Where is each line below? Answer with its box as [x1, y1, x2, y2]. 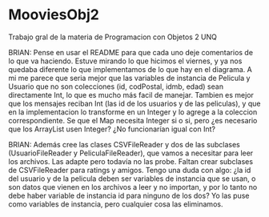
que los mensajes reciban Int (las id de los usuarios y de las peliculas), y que [8, 98, 261, 108]
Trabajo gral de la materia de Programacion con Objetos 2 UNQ [8, 32, 218, 42]
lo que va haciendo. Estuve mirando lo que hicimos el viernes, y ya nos [8, 56, 243, 66]
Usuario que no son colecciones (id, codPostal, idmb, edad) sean [8, 82, 224, 91]
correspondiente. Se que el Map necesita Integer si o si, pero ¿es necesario [8, 115, 258, 125]
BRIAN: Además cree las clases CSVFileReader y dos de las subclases [8, 139, 240, 149]
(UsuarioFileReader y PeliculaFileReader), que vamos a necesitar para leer [8, 148, 254, 158]
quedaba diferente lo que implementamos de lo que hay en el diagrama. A [8, 64, 252, 74]
